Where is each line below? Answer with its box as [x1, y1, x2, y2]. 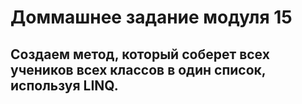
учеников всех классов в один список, [10, 61, 267, 78]
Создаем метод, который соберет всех [10, 46, 270, 63]
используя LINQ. [10, 77, 119, 94]
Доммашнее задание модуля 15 [10, 6, 293, 29]
